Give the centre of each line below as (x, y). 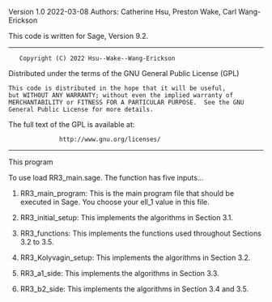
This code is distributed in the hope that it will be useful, (117, 88)
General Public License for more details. (81, 109)
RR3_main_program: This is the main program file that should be (127, 193)
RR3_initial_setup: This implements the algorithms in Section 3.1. (126, 217)
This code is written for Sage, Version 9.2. (79, 36)
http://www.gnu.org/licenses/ (110, 139)
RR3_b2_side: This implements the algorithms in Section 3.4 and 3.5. (134, 289)
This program (31, 162)
